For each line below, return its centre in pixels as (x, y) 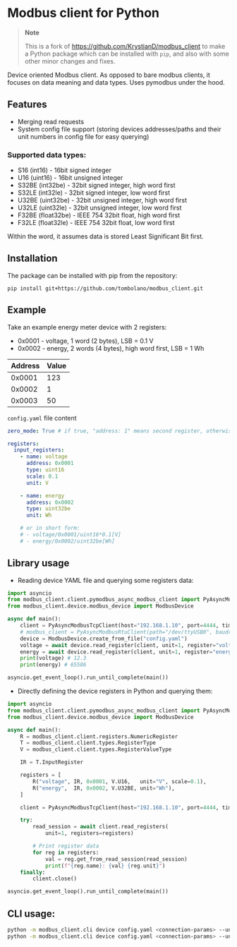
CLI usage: (31, 913)
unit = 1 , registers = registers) (89, 833)
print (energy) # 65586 (53, 665)
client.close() (55, 879)
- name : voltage (44, 457)
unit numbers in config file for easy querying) (83, 136)
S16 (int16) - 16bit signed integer (64, 170)
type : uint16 (45, 470)
